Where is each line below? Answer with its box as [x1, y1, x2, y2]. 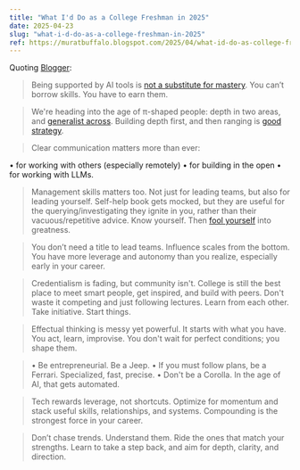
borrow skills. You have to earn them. [30, 89, 169, 100]
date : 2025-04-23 [9, 21, 74, 30]
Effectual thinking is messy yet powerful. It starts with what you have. [30, 324, 287, 334]
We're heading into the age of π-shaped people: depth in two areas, [30, 106, 281, 117]
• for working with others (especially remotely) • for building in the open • [9, 160, 282, 170]
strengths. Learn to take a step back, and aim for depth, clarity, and [30, 442, 279, 453]
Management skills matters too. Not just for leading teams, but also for [30, 186, 290, 197]
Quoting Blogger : [9, 62, 72, 73]
